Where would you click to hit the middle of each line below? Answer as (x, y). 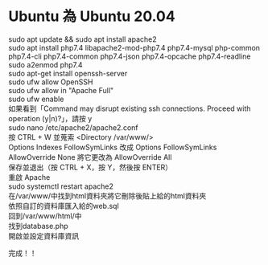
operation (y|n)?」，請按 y (50, 118)
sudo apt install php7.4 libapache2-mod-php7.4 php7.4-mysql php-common (134, 47)
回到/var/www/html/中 (45, 216)
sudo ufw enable (36, 99)
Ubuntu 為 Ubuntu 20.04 (92, 16)
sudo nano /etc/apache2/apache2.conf (73, 127)
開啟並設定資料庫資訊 (43, 236)
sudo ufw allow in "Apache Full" (61, 90)
